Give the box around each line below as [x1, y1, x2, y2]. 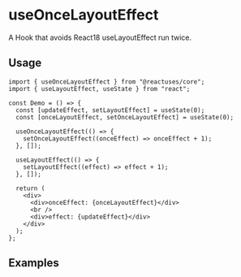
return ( [15, 184, 45, 193]
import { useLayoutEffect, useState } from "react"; [8, 84, 191, 93]
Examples [8, 256, 59, 270]
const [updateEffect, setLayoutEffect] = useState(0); [15, 106, 205, 115]
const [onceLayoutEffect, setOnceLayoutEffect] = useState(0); [15, 113, 234, 121]
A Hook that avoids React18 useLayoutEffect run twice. [8, 32, 192, 42]
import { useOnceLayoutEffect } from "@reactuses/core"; [8, 77, 205, 86]
